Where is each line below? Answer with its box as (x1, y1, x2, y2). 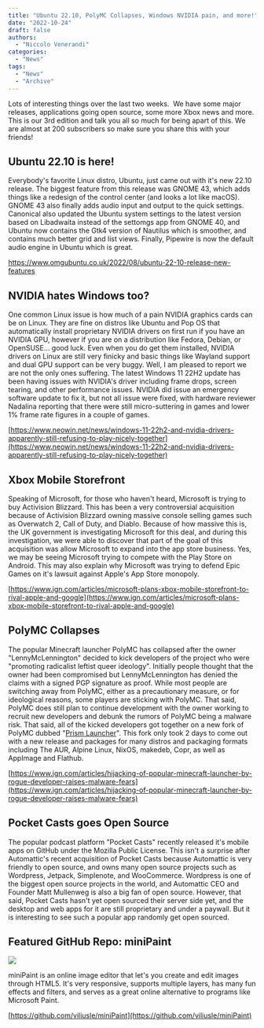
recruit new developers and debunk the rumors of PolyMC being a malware (8, 711, 252, 721)
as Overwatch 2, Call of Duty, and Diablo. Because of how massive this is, (8, 519, 247, 528)
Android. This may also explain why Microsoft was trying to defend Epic (8, 560, 240, 570)
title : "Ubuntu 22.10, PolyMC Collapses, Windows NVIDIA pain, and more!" (8, 11, 258, 20)
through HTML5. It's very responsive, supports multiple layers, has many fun (8, 979, 256, 989)
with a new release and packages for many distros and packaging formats (8, 736, 248, 746)
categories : (8, 48, 47, 56)
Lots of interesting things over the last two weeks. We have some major (8, 99, 241, 108)
